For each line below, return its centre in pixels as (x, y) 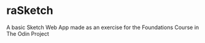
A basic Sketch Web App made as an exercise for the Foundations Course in (103, 27)
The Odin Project (28, 33)
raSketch (30, 11)
